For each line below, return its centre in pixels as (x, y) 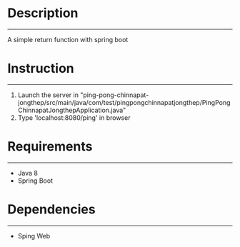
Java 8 (27, 173)
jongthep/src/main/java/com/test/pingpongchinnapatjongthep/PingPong (124, 102)
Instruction (41, 69)
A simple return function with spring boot (68, 39)
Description (43, 13)
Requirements (50, 147)
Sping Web (34, 236)
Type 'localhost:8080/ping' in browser (74, 117)
